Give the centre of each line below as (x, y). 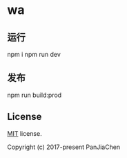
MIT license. (25, 133)
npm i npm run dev (34, 54)
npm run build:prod (35, 95)
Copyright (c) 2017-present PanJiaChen (64, 147)
